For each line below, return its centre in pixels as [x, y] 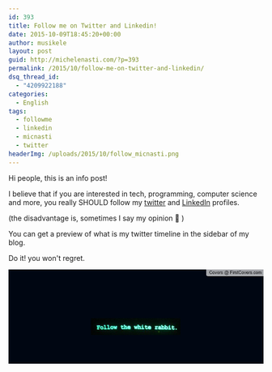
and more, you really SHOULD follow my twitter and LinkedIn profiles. [124, 202]
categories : [28, 94]
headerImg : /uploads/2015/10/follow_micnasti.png [94, 154]
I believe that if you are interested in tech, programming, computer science [133, 194]
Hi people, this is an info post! [58, 177]
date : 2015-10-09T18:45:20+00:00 [65, 34]
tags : [17, 111]
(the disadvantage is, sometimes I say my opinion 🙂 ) [96, 218]
